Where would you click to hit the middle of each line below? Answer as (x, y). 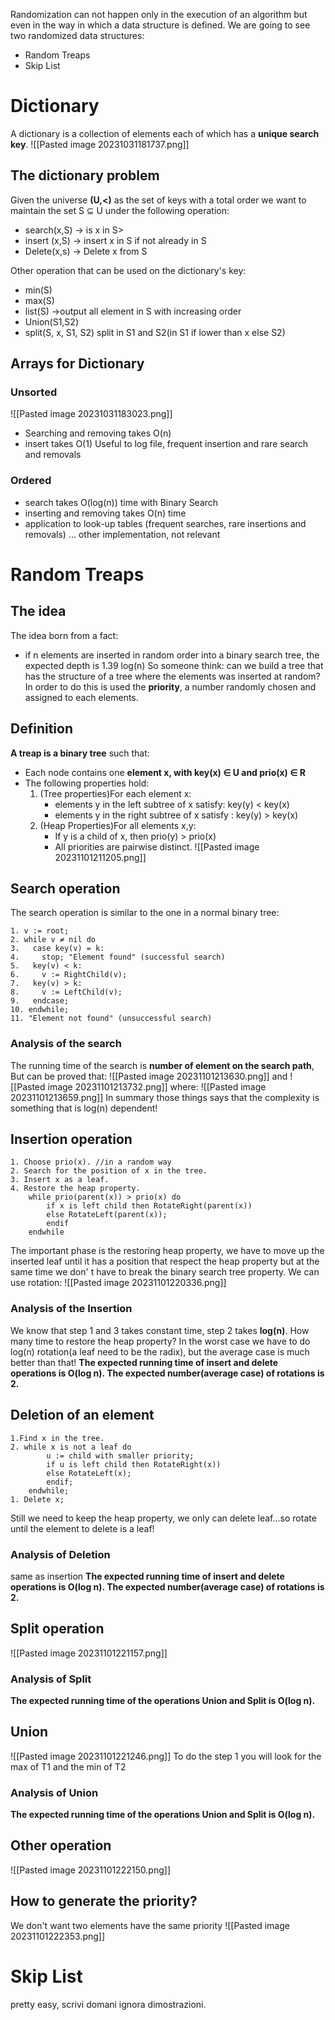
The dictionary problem (85, 175)
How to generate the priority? (104, 1901)
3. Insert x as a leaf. (60, 1180)
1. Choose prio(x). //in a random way (91, 1162)
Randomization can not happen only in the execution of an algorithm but (159, 14)
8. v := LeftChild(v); (66, 992)
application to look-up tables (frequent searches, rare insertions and (165, 523)
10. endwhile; (40, 1010)
